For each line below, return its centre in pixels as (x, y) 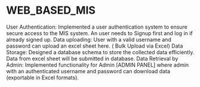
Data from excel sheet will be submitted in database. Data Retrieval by (92, 58)
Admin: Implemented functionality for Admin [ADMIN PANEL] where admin (98, 65)
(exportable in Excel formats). (43, 77)
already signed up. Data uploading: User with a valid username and (89, 39)
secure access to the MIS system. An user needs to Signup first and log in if (99, 33)
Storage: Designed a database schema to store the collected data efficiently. (100, 52)
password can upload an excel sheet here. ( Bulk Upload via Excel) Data (95, 46)
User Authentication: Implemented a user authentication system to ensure (97, 27)
